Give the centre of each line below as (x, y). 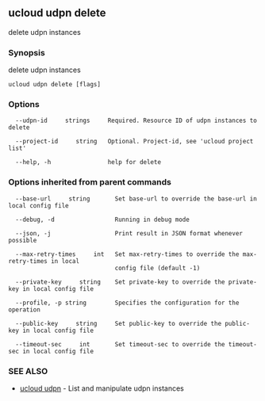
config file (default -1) (157, 268)
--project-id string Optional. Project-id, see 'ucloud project (134, 142)
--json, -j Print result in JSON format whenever (129, 233)
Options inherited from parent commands (90, 182)
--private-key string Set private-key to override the (120, 282)
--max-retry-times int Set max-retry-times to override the (127, 254)
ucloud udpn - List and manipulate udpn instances (102, 388)
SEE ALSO (28, 371)
